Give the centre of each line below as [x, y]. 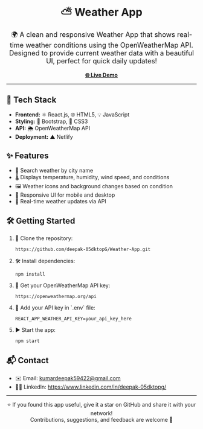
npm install [30, 275]
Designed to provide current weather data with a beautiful [101, 53]
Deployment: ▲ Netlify [44, 136]
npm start [27, 341]
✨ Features [27, 156]
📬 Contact [27, 360]
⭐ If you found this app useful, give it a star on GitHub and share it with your [101, 405]
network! [101, 413]
